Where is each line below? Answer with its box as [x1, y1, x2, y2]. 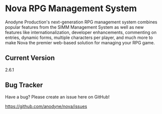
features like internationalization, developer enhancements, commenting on [5, 29, 157, 35]
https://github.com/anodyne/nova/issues [5, 103, 87, 109]
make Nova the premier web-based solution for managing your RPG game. [5, 39, 155, 45]
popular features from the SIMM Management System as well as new [5, 24, 144, 30]
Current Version [5, 54, 55, 62]
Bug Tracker [5, 81, 43, 89]
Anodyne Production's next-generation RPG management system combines [5, 19, 158, 25]
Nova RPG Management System [5, 3, 137, 14]
